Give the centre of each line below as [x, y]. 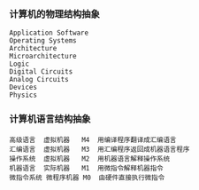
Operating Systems [43, 41]
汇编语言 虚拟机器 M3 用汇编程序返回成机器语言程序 [99, 149]
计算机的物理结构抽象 [54, 13]
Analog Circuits [39, 80]
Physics [23, 95]
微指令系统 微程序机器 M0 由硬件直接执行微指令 [87, 178]
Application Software [49, 33]
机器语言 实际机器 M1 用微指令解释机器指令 [86, 168]
